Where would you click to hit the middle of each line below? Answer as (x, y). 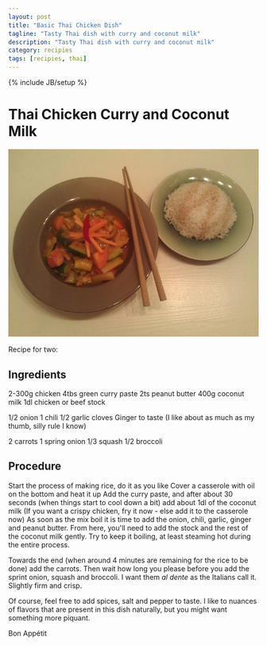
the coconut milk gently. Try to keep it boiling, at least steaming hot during (130, 536)
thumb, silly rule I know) (47, 426)
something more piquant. (49, 617)
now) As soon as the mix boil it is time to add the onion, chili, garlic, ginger (130, 519)
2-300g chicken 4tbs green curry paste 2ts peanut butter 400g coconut (126, 394)
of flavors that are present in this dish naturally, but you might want (118, 609)
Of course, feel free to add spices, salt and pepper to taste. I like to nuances (133, 601)
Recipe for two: (33, 349)
